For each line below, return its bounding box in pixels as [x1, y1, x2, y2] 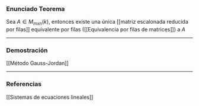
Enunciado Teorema [6, 5, 65, 13]
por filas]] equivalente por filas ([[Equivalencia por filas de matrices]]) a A [6, 26, 185, 33]
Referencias [6, 80, 42, 88]
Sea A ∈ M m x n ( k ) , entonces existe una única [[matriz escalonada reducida [6, 18, 188, 27]
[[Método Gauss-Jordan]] [6, 60, 69, 67]
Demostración [6, 46, 48, 54]
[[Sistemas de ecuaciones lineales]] [6, 94, 94, 101]
